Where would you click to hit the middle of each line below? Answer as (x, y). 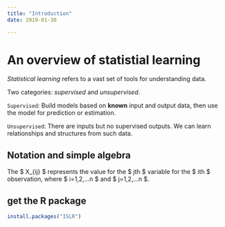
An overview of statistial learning (104, 60)
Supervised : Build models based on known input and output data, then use (112, 106)
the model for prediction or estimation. (62, 113)
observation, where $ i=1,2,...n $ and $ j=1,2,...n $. (78, 179)
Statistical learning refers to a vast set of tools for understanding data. (107, 79)
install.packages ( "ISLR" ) (44, 217)
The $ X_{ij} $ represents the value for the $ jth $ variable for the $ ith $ (109, 172)
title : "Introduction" (40, 13)
